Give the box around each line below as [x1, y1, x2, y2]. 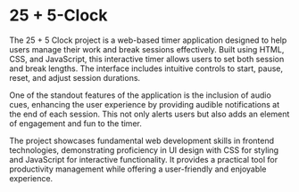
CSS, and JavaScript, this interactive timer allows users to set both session [9, 53, 285, 64]
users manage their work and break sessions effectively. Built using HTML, [9, 44, 285, 54]
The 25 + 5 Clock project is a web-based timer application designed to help [9, 35, 287, 45]
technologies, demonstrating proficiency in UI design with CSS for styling [9, 144, 279, 156]
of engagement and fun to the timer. [9, 117, 143, 129]
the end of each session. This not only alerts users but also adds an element [9, 108, 290, 119]
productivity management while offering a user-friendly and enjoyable [9, 164, 267, 174]
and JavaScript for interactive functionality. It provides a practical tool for [9, 154, 278, 164]
